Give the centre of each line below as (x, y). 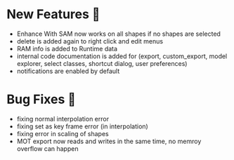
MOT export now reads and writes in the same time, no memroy (109, 141)
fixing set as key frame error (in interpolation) (82, 126)
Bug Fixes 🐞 (41, 99)
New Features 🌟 (53, 14)
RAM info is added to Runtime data (67, 48)
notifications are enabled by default (68, 71)
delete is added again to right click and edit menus (90, 41)
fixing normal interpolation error (63, 119)
